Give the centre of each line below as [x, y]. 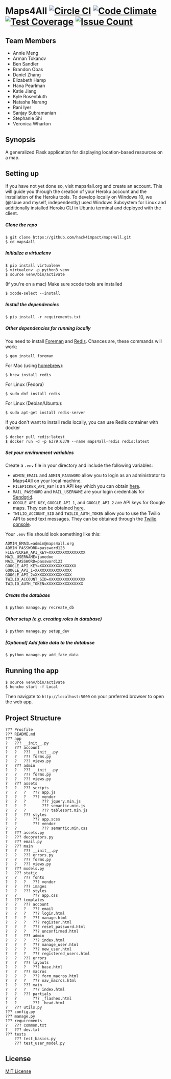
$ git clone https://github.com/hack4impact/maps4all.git [68, 237]
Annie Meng [26, 53]
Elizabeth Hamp [29, 80]
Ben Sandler [26, 64]
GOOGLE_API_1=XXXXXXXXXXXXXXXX [39, 571]
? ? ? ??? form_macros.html [42, 976]
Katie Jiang [25, 91]
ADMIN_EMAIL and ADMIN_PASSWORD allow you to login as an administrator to [89, 476]
